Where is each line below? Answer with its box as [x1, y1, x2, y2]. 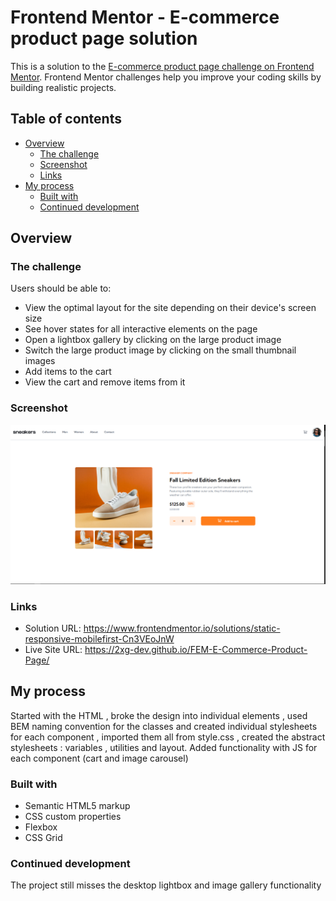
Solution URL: [24, 622, 82, 634]
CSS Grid [24, 832, 63, 844]
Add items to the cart [24, 366, 112, 378]
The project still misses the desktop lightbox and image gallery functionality [10, 879, 322, 891]
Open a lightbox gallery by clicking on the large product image [24, 334, 282, 346]
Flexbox [24, 821, 58, 833]
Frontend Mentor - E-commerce [10, 6, 280, 29]
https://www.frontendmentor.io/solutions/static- [83, 622, 281, 634]
